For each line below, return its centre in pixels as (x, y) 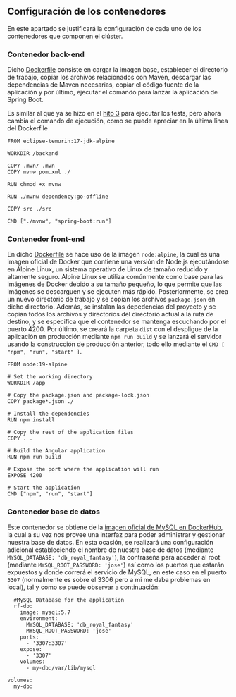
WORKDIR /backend (33, 154)
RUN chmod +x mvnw (34, 185)
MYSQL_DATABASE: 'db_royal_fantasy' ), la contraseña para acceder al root (114, 557)
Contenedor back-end (46, 54)
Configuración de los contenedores (87, 12)
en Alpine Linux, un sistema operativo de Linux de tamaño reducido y (107, 269)
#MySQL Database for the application (69, 600)
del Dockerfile (27, 128)
